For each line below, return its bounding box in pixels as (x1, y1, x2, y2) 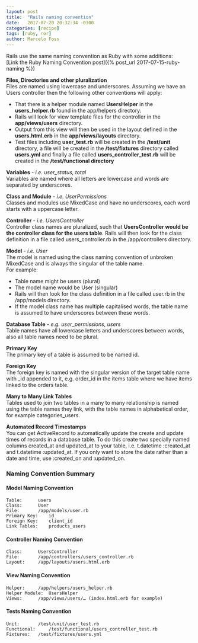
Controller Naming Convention (6, 536, 83, 543)
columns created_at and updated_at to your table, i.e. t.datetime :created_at (6, 442, 191, 449)
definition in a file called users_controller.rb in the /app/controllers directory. (6, 236, 192, 243)
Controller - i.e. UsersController (6, 217, 84, 224)
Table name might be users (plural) (14, 278, 101, 284)
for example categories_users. (6, 412, 80, 418)
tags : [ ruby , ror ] (6, 31, 52, 37)
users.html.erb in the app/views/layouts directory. (14, 132, 141, 139)
